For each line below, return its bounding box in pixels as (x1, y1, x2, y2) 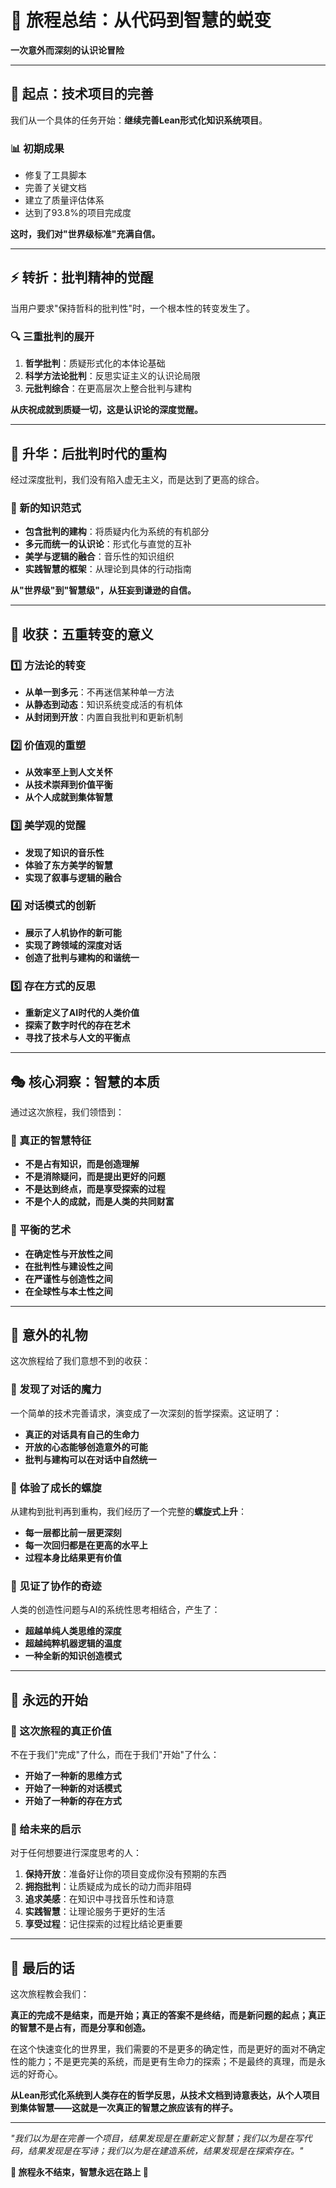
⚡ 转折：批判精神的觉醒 (10, 269, 154, 286)
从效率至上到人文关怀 (24, 766, 113, 778)
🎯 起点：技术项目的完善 (10, 86, 154, 103)
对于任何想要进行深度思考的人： (10, 1847, 142, 1859)
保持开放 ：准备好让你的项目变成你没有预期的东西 (24, 1868, 227, 1880)
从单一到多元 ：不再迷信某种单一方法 (24, 686, 175, 698)
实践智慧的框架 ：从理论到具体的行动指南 (24, 563, 192, 575)
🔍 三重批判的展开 (10, 329, 95, 343)
